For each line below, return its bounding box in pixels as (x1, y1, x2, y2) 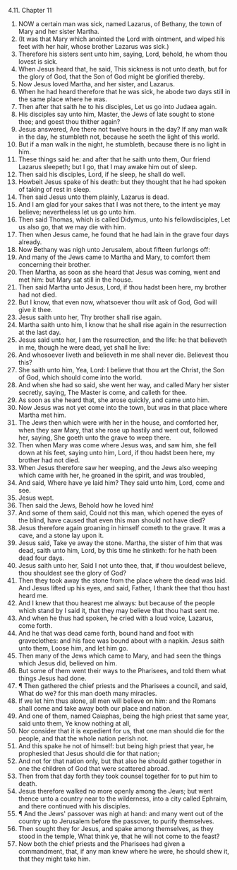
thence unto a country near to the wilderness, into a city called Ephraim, (18, 794, 228, 803)
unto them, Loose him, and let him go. (18, 644, 129, 652)
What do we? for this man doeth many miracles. (18, 689, 157, 697)
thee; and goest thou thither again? (18, 118, 121, 126)
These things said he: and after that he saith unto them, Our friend (18, 155, 211, 164)
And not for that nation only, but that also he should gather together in (18, 757, 221, 765)
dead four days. (18, 554, 65, 562)
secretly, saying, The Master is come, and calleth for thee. (18, 389, 188, 396)
